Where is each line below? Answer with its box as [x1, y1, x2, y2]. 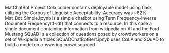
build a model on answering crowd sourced [5, 42, 95, 47]
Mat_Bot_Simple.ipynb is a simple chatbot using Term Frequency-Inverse [5, 15, 157, 21]
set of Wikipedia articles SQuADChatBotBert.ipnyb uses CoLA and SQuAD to [5, 36, 164, 42]
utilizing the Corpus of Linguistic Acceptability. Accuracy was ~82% [5, 10, 147, 16]
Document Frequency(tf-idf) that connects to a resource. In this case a [5, 20, 152, 26]
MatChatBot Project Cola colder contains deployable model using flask [5, 5, 152, 10]
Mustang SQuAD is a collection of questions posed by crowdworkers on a [5, 31, 159, 37]
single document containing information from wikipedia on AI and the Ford [5, 26, 160, 32]
